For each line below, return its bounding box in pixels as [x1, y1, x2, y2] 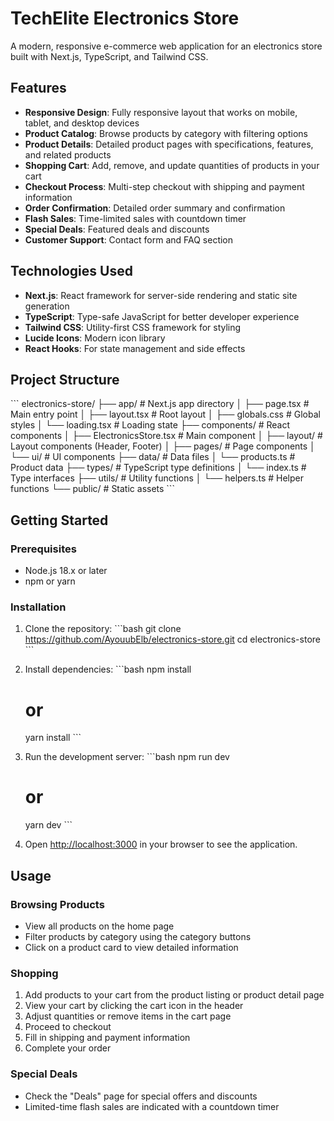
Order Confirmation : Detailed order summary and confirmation [24, 202, 286, 214]
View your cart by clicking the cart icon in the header [24, 1000, 244, 1012]
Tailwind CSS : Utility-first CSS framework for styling [24, 321, 242, 333]
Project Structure [10, 371, 120, 388]
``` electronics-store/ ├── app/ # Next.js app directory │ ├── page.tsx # [10, 398, 310, 410]
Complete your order [24, 1042, 112, 1054]
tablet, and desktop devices [24, 117, 140, 129]
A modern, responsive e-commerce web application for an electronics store [10, 40, 323, 52]
